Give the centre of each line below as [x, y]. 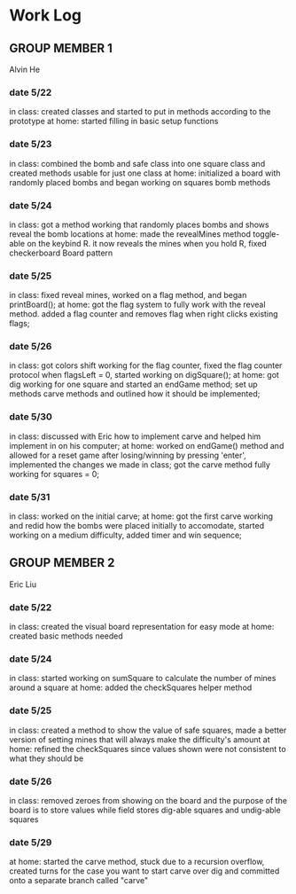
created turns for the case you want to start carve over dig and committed [144, 871]
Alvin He [25, 69]
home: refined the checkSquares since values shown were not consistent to [148, 749]
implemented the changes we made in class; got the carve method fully [140, 464]
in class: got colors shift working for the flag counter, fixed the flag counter [146, 365]
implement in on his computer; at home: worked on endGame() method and [147, 445]
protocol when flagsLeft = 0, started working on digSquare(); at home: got [144, 375]
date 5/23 [31, 145]
